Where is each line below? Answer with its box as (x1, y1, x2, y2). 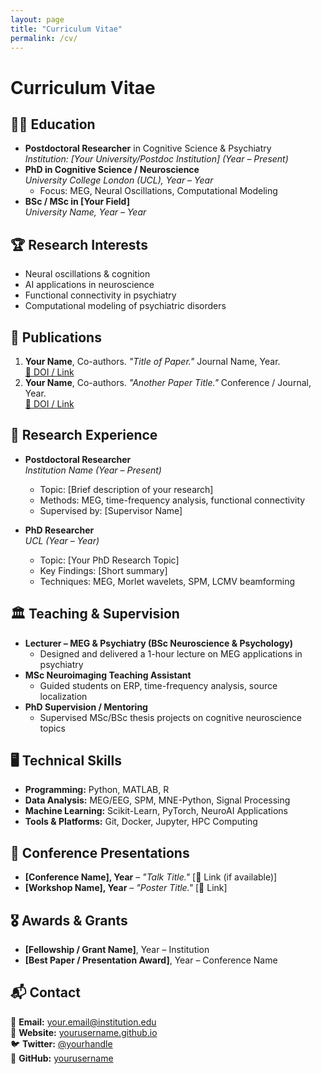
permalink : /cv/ (10, 33, 78, 43)
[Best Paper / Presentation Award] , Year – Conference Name (24, 954, 278, 966)
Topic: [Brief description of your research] (39, 483, 214, 495)
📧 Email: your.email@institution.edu (10, 1016, 157, 1028)
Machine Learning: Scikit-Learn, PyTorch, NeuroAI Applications (24, 805, 288, 817)
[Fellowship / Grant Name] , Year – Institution (24, 944, 210, 956)
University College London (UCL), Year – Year (24, 174, 214, 186)
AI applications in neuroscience (24, 279, 155, 291)
